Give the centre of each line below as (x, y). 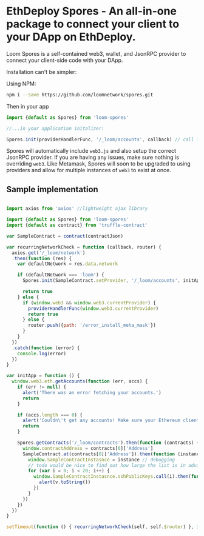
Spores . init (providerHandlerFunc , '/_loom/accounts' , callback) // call (100, 139)
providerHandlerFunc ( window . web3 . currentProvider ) (93, 308)
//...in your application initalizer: (55, 129)
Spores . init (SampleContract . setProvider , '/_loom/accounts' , (101, 281)
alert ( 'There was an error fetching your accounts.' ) (92, 392)
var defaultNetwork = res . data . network (68, 264)
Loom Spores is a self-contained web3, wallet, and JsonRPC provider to (96, 53)
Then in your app (28, 106)
